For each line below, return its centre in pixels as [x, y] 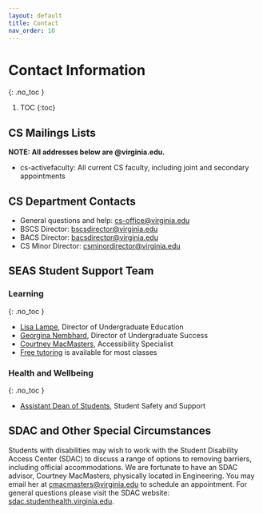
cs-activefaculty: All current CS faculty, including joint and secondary [134, 168]
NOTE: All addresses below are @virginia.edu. [87, 152]
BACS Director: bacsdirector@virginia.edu [89, 237]
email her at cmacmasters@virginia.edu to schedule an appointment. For [128, 484]
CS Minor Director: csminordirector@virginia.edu [100, 245]
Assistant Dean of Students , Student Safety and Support [113, 405]
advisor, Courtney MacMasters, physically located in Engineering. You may [131, 476]
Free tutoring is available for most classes [88, 352]
